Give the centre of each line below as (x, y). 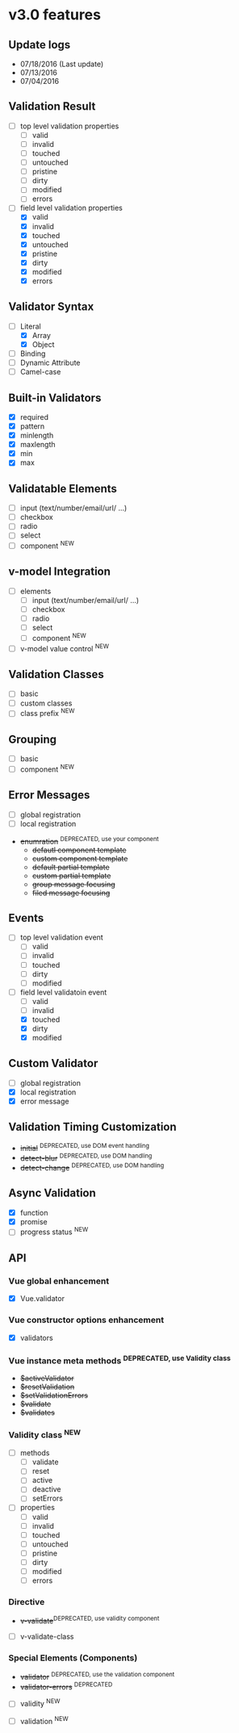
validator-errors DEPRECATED (66, 1686)
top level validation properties (69, 126)
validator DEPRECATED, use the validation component (97, 1676)
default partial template (71, 867)
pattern (32, 426)
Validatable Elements (63, 489)
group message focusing (73, 884)
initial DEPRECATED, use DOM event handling (84, 1147)
